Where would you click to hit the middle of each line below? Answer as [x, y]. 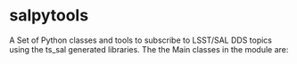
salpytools [49, 16]
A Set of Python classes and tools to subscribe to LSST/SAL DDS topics [141, 40]
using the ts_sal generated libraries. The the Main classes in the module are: [149, 49]
